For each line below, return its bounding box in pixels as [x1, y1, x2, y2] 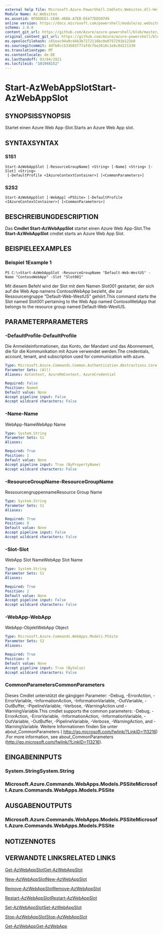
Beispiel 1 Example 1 [5, 259, 52, 266]
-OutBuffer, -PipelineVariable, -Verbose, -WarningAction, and [31, 718, 153, 724]
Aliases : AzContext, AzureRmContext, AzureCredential [5, 372, 116, 377]
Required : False [5, 381, 38, 386]
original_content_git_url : [5, 34, 60, 39]
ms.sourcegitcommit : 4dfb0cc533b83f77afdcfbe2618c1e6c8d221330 [5, 43, 136, 48]
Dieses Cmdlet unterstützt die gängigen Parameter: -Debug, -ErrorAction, [5, 693, 152, 698]
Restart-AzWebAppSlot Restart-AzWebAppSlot [5, 895, 98, 901]
